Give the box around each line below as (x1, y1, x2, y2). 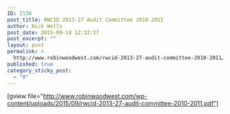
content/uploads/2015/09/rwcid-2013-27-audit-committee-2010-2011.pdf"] (7, 100, 219, 108)
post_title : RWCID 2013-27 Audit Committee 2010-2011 (7, 16, 164, 23)
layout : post (7, 42, 44, 48)
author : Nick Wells (7, 23, 63, 29)
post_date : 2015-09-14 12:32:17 (7, 29, 99, 36)
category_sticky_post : (7, 67, 72, 74)
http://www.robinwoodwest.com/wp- (43, 92, 148, 100)
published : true (7, 61, 53, 68)
